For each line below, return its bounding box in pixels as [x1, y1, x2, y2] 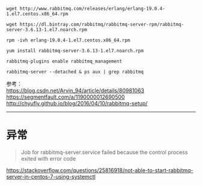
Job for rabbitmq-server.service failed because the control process [20, 148, 188, 156]
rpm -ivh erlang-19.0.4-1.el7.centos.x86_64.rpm [6, 37, 130, 43]
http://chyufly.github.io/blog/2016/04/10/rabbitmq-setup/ [6, 100, 148, 107]
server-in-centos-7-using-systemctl [6, 173, 96, 180]
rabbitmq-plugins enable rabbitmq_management [6, 58, 122, 64]
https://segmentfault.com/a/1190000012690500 [6, 93, 125, 101]
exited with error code [20, 155, 76, 162]
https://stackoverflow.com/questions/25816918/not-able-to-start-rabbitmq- [6, 166, 194, 174]
